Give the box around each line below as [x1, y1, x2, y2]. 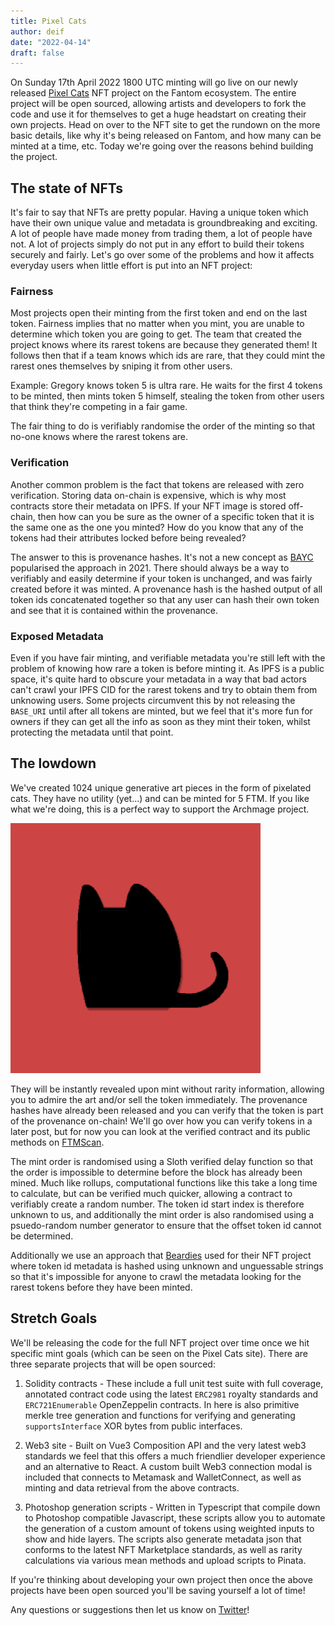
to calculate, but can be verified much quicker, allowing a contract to [10, 1187, 293, 1199]
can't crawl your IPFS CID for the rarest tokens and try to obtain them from [10, 683, 318, 695]
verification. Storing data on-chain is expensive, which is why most [10, 489, 287, 501]
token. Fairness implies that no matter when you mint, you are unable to [10, 318, 305, 330]
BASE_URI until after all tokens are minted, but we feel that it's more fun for [10, 705, 313, 717]
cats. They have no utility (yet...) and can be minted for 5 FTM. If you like [10, 792, 310, 804]
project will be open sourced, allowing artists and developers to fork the [10, 98, 307, 110]
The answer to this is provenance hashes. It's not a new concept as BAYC [10, 551, 314, 563]
